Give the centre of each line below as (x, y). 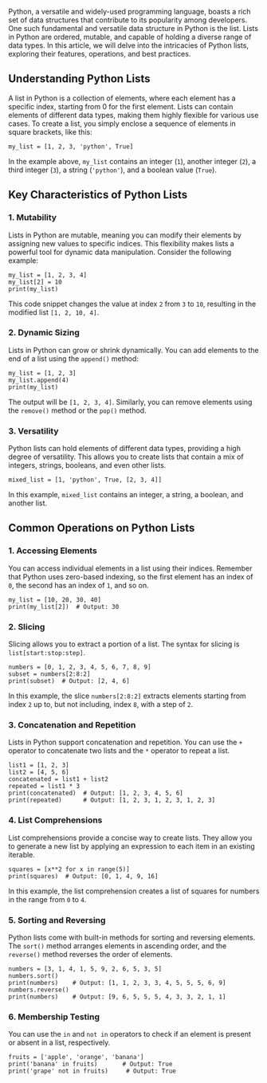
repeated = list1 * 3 (44, 787)
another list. (28, 503)
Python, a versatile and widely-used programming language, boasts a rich (130, 12)
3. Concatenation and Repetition (72, 725)
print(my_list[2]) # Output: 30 (64, 606)
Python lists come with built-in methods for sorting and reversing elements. (132, 937)
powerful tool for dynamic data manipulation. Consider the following (120, 252)
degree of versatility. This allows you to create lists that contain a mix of (126, 457)
